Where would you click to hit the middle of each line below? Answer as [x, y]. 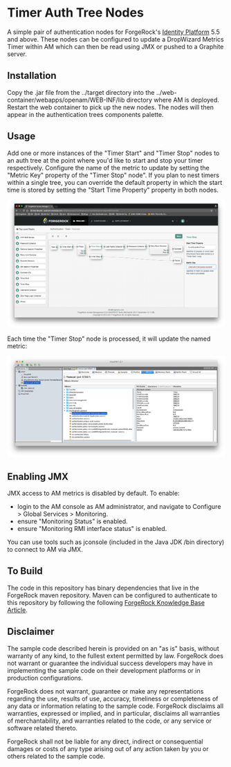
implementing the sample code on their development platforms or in [104, 670]
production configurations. [45, 678]
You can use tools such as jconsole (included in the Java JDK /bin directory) [116, 542]
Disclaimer [31, 632]
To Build [25, 571]
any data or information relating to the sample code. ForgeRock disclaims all [115, 706]
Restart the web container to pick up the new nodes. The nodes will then [111, 107]
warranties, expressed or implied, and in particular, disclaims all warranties [113, 713]
